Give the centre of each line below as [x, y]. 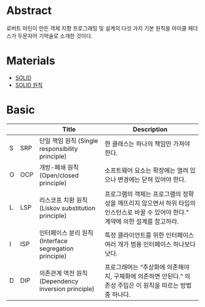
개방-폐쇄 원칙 [59, 167]
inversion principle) [67, 289]
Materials [31, 61]
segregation [56, 249]
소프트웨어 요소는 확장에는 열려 [146, 170]
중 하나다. [118, 294]
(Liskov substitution [67, 208]
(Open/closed [59, 175]
